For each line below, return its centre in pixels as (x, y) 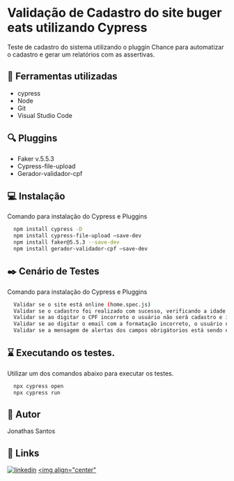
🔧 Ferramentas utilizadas (62, 76)
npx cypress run (37, 392)
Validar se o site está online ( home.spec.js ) (82, 304)
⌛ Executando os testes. (61, 353)
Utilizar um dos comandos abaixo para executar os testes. (91, 373)
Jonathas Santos (31, 431)
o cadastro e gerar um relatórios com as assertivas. (81, 54)
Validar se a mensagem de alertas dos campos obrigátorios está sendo (118, 331)
